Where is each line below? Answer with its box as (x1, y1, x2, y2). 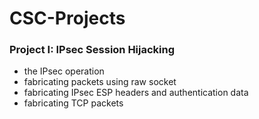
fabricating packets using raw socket (23, 76, 177, 88)
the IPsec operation (23, 65, 105, 77)
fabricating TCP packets (23, 97, 124, 109)
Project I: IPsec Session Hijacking (9, 43, 176, 57)
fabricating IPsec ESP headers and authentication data (23, 87, 249, 99)
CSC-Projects (9, 7, 126, 30)
